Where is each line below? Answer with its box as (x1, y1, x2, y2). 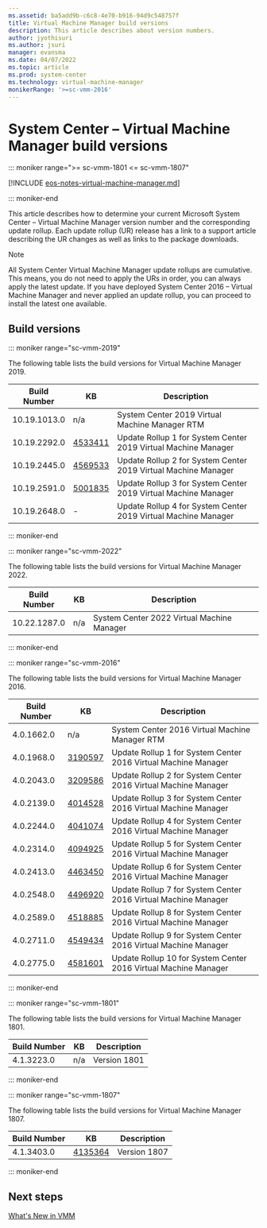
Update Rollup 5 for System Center (110, 839, 242, 850)
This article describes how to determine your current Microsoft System (8, 209, 241, 219)
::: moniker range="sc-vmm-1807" (8, 1090, 121, 1100)
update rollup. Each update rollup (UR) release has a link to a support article (8, 226, 257, 235)
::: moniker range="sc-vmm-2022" (8, 546, 122, 556)
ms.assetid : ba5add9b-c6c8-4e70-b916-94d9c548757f (8, 11, 180, 20)
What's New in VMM (8, 1211, 75, 1220)
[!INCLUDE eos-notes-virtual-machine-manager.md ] (8, 178, 180, 188)
